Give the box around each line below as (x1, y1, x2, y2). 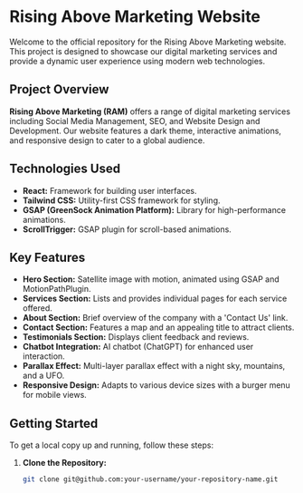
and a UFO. (22, 370, 65, 382)
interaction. (22, 351, 65, 362)
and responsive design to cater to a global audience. (9, 134, 205, 146)
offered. (22, 303, 52, 314)
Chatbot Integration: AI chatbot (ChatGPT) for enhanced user (22, 342, 254, 353)
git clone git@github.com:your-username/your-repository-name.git (22, 475, 279, 484)
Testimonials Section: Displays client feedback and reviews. (22, 332, 250, 343)
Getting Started (9, 415, 99, 431)
